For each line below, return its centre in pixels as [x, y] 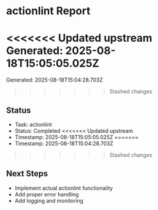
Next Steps [27, 174]
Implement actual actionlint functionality [64, 188]
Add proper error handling [47, 194]
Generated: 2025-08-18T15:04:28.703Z [54, 80]
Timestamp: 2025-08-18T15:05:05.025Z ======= [77, 137]
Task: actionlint [33, 124]
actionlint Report [48, 11]
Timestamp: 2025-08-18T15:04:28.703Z [64, 143]
